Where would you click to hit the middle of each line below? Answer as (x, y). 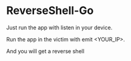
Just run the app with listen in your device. (59, 27)
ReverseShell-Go (50, 11)
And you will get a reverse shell (45, 51)
